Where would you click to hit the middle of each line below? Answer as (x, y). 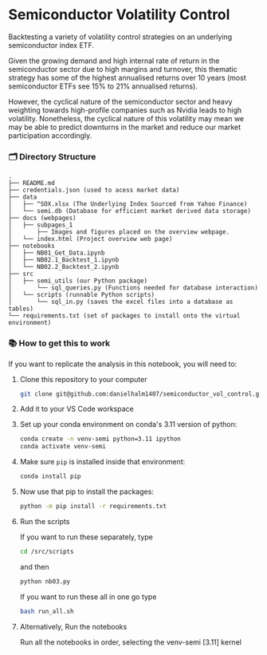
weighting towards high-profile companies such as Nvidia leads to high (125, 110)
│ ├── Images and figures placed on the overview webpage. (119, 232)
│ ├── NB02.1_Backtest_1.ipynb (64, 260)
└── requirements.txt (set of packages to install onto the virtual (124, 316)
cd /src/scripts (47, 551)
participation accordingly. (50, 135)
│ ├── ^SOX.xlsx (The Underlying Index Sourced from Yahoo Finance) (128, 204)
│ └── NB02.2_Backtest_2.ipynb (64, 267)
